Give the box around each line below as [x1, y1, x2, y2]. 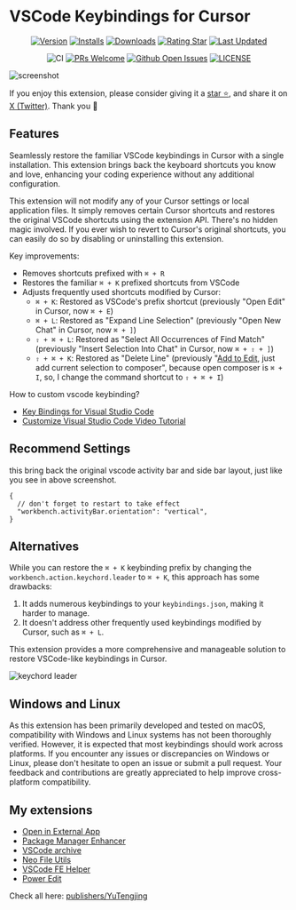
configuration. [9, 178, 60, 188]
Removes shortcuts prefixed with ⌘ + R [21, 267, 166, 278]
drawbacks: [9, 581, 52, 592]
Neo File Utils [21, 855, 72, 865]
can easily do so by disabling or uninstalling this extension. [9, 233, 224, 243]
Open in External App [21, 826, 100, 836]
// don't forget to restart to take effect [17, 499, 180, 508]
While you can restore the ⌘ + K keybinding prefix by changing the [9, 563, 253, 573]
